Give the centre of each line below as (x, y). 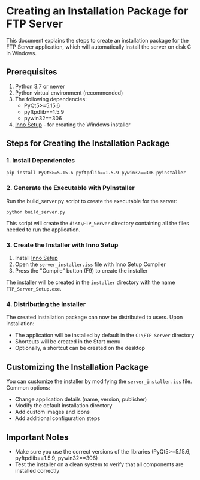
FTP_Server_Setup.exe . (34, 289)
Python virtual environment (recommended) (69, 93)
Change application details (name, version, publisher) (81, 399)
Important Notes (37, 437)
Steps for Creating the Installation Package (88, 144)
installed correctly (37, 470)
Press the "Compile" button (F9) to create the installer (81, 271)
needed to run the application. (43, 230)
